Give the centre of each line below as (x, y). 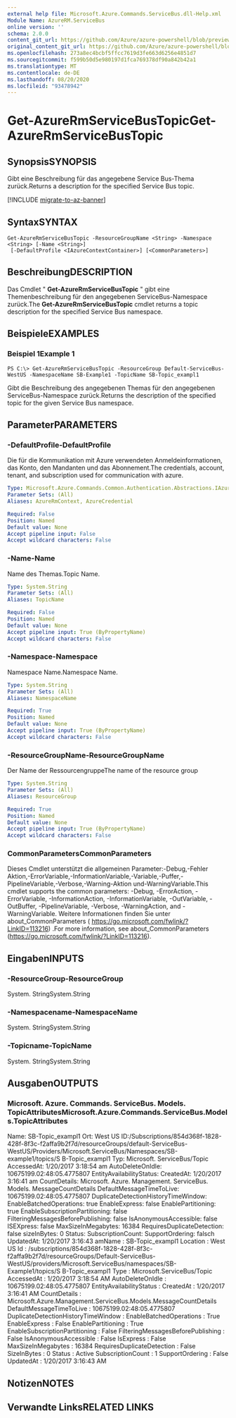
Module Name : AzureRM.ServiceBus (56, 20)
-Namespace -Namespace (53, 656)
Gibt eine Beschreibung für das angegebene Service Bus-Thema (101, 179)
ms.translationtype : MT (42, 66)
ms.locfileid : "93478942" (45, 86)
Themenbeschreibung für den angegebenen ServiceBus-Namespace (107, 296)
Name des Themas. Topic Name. (54, 574)
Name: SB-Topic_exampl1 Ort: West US (64, 1137)
